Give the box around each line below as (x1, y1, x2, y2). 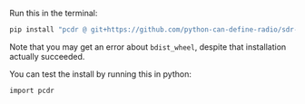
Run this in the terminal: (9, 8, 98, 18)
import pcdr (9, 86, 54, 95)
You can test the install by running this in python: (9, 68, 192, 80)
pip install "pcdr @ (9, 25, 88, 34)
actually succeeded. (9, 51, 85, 61)
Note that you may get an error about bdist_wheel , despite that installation (9, 41, 287, 52)
